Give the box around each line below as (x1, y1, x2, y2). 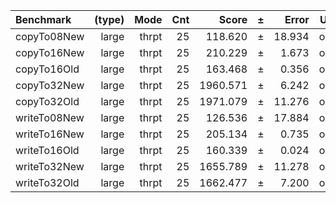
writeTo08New (15, 111, 85, 124)
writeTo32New (15, 160, 85, 173)
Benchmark (15, 13, 72, 26)
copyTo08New (15, 30, 85, 43)
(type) (94, 13, 125, 26)
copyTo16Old (15, 62, 80, 76)
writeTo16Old (15, 144, 80, 157)
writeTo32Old (15, 176, 80, 189)
